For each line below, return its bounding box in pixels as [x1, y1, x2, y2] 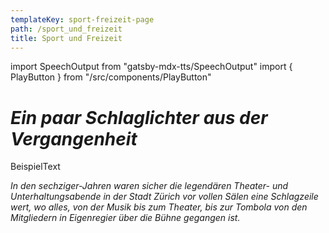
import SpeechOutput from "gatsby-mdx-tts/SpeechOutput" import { [10, 61, 293, 73]
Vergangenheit [10, 127, 138, 150]
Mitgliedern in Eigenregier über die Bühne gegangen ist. [10, 212, 241, 224]
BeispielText [10, 161, 61, 173]
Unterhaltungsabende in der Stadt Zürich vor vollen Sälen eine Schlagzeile [10, 191, 319, 203]
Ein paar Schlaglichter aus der [10, 106, 268, 129]
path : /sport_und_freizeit [10, 24, 123, 34]
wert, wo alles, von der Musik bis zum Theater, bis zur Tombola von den [10, 201, 308, 213]
